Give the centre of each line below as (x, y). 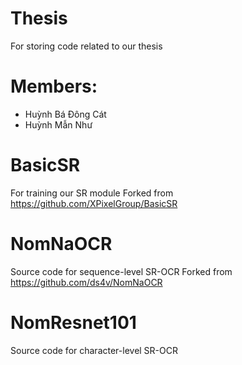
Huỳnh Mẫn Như (58, 124)
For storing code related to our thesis (86, 46)
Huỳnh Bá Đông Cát (65, 114)
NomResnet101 (73, 322)
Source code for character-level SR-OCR (94, 350)
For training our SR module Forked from (92, 193)
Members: (54, 86)
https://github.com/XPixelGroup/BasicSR (94, 203)
